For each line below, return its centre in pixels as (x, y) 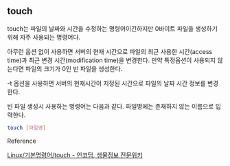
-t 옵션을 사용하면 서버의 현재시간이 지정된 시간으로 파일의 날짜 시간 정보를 (106, 83)
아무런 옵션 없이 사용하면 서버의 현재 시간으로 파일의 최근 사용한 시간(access (110, 51)
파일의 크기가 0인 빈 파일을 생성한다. (74, 68)
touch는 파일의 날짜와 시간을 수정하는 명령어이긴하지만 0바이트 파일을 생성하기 (112, 28)
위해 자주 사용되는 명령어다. (44, 37)
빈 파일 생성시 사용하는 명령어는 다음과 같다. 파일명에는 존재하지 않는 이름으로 (111, 106)
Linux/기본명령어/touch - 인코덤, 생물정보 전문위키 (75, 155)
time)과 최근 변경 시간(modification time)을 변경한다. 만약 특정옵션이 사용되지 (112, 60)
